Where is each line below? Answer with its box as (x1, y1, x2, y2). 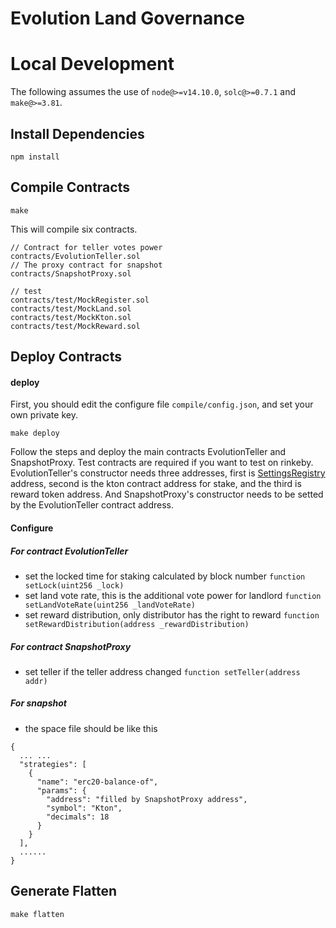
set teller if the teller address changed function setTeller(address (24, 665, 301, 677)
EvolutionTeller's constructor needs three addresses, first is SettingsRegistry (10, 467, 326, 479)
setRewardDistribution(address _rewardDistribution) (24, 619, 250, 629)
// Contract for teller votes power (10, 242, 163, 252)
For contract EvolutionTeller (10, 545, 129, 557)
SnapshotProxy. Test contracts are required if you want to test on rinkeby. (10, 457, 314, 469)
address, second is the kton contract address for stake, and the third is (10, 478, 302, 490)
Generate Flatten (10, 883, 118, 900)
